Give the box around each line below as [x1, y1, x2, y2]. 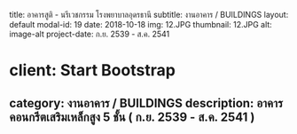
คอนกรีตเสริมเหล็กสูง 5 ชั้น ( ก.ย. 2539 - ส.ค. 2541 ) [9, 109, 255, 124]
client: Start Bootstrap [9, 60, 176, 81]
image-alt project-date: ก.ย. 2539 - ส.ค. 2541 [9, 28, 170, 39]
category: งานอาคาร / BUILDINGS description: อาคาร [9, 95, 284, 111]
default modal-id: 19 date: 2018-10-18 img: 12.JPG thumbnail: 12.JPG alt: [9, 20, 272, 29]
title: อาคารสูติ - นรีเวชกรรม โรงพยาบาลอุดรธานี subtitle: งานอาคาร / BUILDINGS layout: [9, 10, 289, 20]
